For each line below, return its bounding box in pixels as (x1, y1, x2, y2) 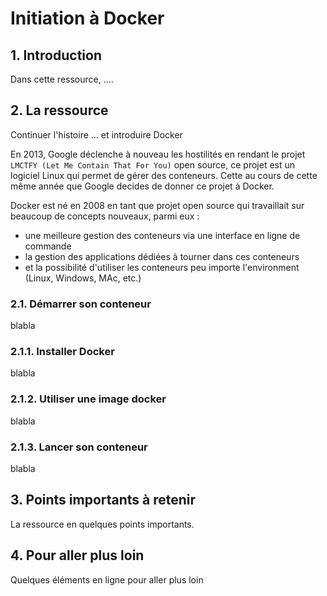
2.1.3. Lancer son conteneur (10, 440, 148, 454)
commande (24, 240, 72, 252)
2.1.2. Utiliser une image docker (10, 392, 167, 406)
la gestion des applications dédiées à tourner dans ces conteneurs (24, 250, 300, 262)
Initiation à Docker (10, 7, 165, 30)
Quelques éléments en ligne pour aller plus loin (10, 573, 204, 586)
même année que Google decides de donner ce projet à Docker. (10, 180, 275, 192)
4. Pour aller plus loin (10, 547, 145, 564)
